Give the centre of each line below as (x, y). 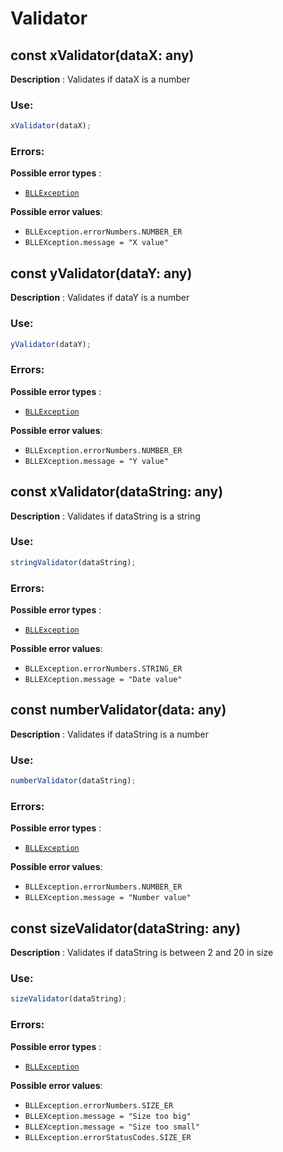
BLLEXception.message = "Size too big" (108, 1116)
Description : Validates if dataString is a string (105, 516)
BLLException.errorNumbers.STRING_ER (103, 669)
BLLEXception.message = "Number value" (108, 898)
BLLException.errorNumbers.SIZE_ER (99, 1105)
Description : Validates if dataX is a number (100, 79)
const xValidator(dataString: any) (117, 492)
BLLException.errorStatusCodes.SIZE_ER (108, 1137)
